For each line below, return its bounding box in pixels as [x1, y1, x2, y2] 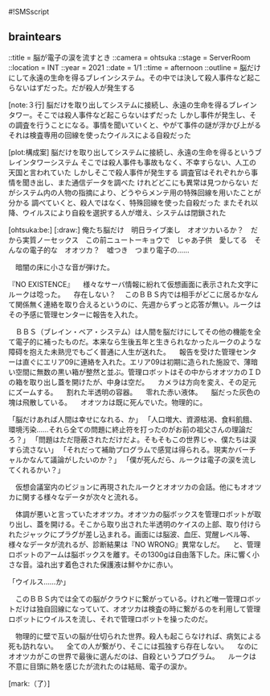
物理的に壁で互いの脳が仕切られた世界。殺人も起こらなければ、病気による [14, 631, 262, 640]
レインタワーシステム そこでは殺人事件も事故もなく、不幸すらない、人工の [8, 157, 257, 167]
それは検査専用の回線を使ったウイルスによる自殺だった [8, 130, 191, 140]
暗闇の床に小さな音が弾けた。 [14, 262, 114, 272]
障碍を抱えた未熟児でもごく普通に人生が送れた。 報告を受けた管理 [8, 347, 235, 356]
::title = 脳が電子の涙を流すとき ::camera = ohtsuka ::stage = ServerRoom [8, 52, 251, 62]
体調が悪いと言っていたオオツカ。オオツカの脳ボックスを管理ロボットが [14, 509, 255, 519]
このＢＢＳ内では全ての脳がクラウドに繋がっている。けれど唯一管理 [14, 594, 241, 603]
